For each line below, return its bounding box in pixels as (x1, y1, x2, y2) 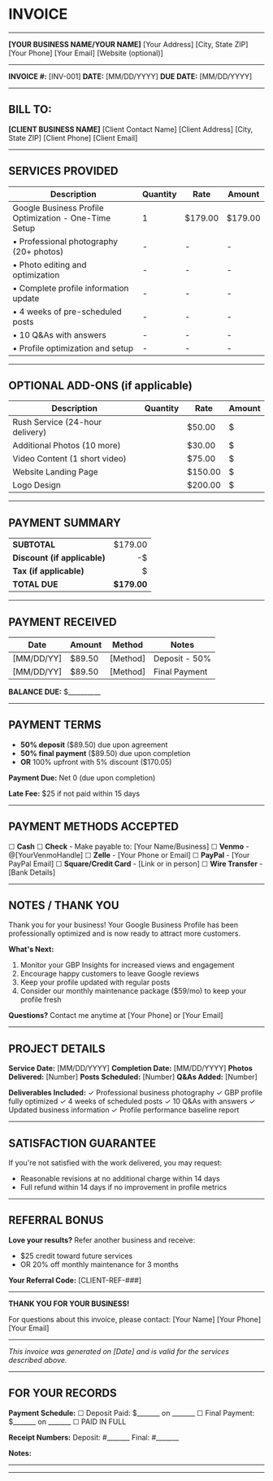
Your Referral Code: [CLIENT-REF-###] (8, 1275, 142, 1285)
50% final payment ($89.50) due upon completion (19, 748, 191, 758)
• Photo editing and (12, 259, 87, 270)
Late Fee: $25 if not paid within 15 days (8, 789, 141, 798)
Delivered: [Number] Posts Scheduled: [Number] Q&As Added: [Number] (8, 1072, 258, 1082)
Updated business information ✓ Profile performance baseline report (8, 1105, 240, 1115)
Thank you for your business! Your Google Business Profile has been (8, 920, 238, 930)
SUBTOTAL (12, 539, 56, 550)
